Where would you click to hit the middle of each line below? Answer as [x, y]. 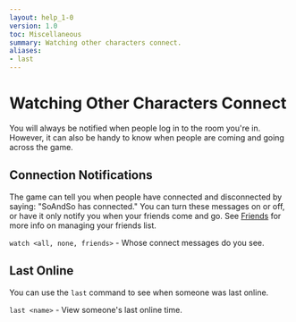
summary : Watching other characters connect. [95, 42]
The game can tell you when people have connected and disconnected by [146, 197]
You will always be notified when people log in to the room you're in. [135, 128]
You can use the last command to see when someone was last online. [139, 292]
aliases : [25, 51]
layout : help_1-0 [42, 17]
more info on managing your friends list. [83, 225]
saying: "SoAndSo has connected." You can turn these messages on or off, [147, 206]
